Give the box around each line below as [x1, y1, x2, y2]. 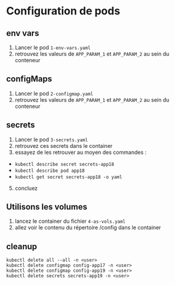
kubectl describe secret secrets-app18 [14, 161, 115, 167]
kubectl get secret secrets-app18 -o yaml [14, 174, 122, 180]
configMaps [6, 74, 53, 84]
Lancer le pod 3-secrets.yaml [14, 136, 88, 143]
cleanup [6, 241, 38, 251]
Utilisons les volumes [6, 202, 88, 212]
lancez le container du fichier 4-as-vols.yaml [14, 217, 126, 225]
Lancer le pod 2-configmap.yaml [14, 90, 94, 97]
